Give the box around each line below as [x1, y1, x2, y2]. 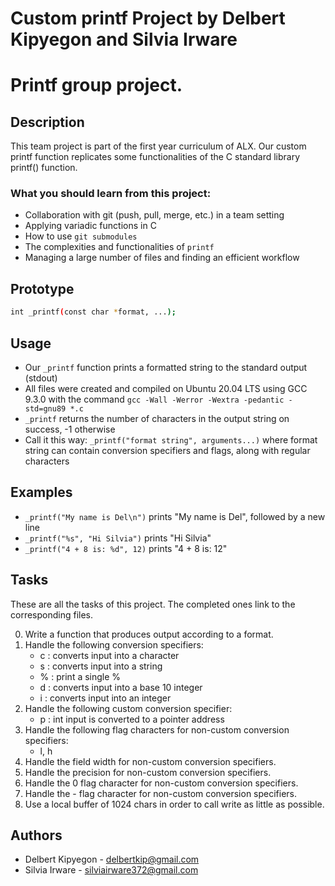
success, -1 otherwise [24, 423, 116, 435]
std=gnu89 [24, 403, 67, 414]
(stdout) [24, 372, 58, 384]
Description [10, 113, 85, 131]
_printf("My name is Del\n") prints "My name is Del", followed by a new [24, 510, 326, 522]
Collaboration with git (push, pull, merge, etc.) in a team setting [24, 209, 285, 221]
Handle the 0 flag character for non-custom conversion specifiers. [24, 777, 299, 789]
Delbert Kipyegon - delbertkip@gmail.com [24, 853, 200, 866]
